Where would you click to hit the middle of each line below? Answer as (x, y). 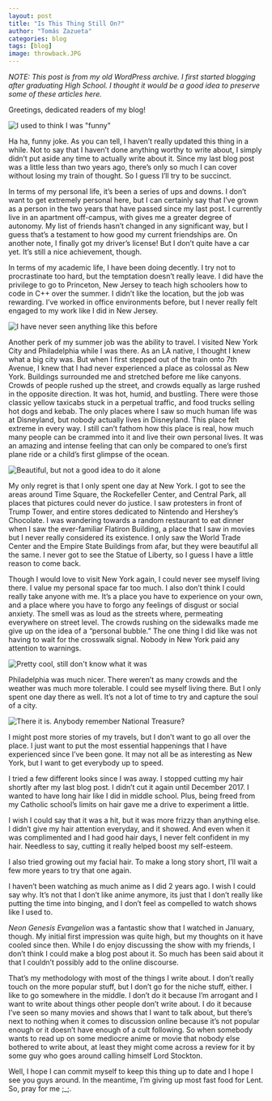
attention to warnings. (45, 648)
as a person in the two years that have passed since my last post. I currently (136, 209)
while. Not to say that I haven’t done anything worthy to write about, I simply (135, 150)
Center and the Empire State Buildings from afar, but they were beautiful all (133, 546)
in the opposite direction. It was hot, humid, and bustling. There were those (134, 394)
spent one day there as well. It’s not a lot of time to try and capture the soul (134, 697)
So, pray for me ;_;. (40, 1088)
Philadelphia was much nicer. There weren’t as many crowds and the (123, 680)
